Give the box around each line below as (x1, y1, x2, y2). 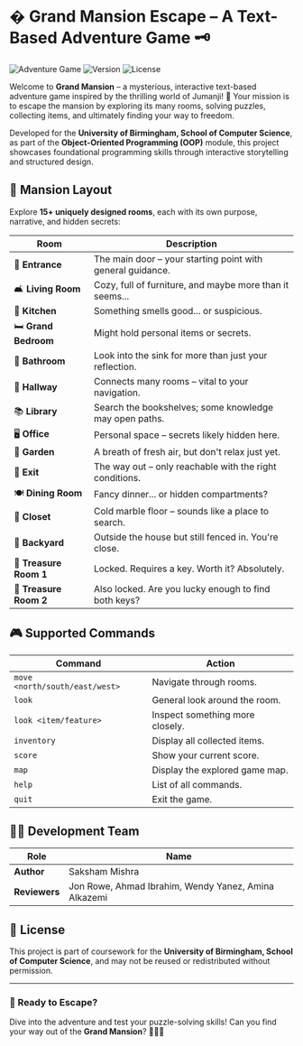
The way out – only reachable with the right (93, 460, 277, 473)
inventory (14, 736, 56, 745)
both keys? (93, 594, 141, 606)
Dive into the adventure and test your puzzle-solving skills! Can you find (9, 1016, 277, 1028)
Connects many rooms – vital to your (93, 375, 249, 387)
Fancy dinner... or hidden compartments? (93, 488, 269, 501)
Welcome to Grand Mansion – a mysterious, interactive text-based (9, 81, 257, 92)
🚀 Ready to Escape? (9, 996, 98, 1009)
